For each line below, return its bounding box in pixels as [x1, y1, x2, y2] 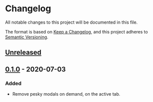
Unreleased [5, 48, 42, 57]
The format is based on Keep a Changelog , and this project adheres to [5, 29, 148, 34]
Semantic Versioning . [5, 34, 48, 40]
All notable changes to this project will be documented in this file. [5, 19, 138, 25]
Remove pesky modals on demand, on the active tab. [12, 91, 120, 97]
